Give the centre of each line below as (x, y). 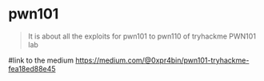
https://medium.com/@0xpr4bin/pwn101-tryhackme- (162, 60)
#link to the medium (41, 60)
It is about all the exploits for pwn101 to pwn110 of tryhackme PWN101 (142, 36)
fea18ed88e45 (32, 68)
